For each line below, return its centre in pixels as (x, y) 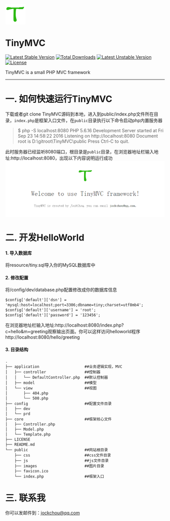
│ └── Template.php (28, 434)
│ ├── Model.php (25, 429)
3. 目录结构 (17, 349)
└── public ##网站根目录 (57, 450)
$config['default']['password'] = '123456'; (53, 315)
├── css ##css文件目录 (63, 455)
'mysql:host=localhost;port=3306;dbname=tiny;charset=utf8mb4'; (74, 305)
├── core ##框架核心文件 (59, 419)
